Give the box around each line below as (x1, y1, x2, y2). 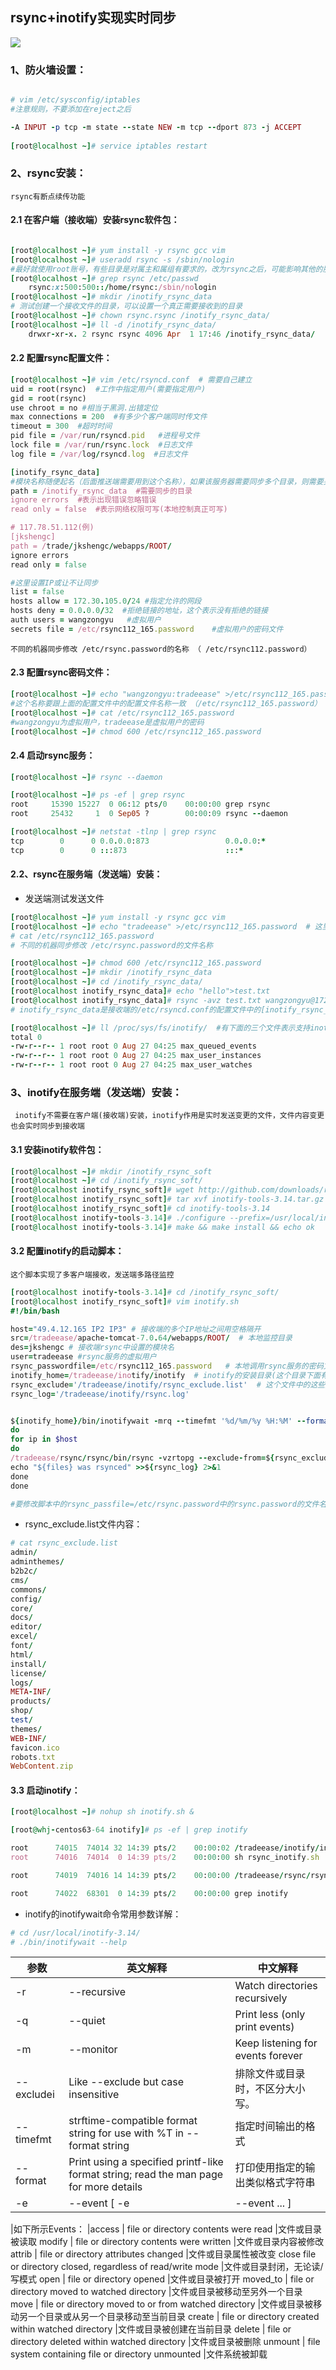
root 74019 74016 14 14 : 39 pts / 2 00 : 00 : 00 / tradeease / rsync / (10, 1870, 311, 1880)
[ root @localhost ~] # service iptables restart (10, 141, 208, 151)
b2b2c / (10, 1566, 38, 1576)
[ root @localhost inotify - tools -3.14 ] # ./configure (10, 1213, 226, 1223)
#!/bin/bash (10, 1306, 60, 1316)
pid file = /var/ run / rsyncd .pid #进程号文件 (10, 431, 200, 441)
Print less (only (234, 2008, 306, 2022)
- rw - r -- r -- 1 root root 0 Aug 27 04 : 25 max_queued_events (10, 1041, 257, 1052)
